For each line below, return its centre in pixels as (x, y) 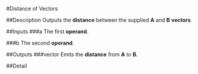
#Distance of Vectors (32, 9)
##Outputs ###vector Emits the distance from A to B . (72, 54)
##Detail (17, 66)
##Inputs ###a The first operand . (47, 31)
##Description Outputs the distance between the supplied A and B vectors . (99, 20)
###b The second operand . (40, 43)
